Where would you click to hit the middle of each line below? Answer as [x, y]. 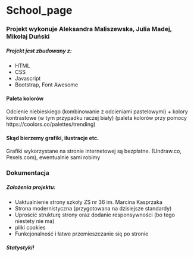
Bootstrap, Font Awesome [46, 85]
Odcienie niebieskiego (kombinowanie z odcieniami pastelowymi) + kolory [97, 112]
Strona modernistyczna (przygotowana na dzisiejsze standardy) [93, 209]
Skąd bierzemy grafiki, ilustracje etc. [53, 138]
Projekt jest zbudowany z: [39, 51]
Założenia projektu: [31, 187]
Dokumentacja [28, 173]
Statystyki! [20, 247]
